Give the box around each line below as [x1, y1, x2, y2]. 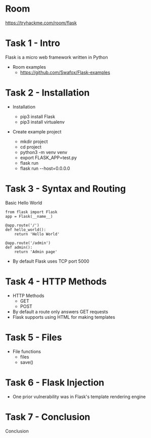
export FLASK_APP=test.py [20, 155, 77, 161]
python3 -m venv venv [20, 149, 68, 155]
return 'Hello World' [14, 231, 60, 236]
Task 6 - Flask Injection [5, 377, 105, 388]
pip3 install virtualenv [20, 119, 65, 125]
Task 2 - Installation [5, 87, 90, 99]
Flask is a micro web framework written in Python [5, 54, 108, 60]
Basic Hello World [5, 200, 42, 206]
